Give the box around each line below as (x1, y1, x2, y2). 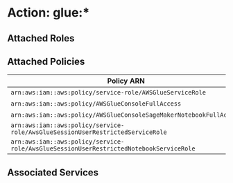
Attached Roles (7, 32, 75, 44)
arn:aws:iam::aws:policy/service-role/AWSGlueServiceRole (10, 88, 207, 97)
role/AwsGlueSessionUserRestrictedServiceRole (10, 128, 168, 136)
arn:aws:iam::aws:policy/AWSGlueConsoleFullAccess (10, 100, 182, 108)
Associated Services (7, 166, 99, 178)
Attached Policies (7, 55, 85, 67)
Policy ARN (107, 76, 146, 86)
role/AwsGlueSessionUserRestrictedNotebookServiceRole (10, 145, 196, 153)
